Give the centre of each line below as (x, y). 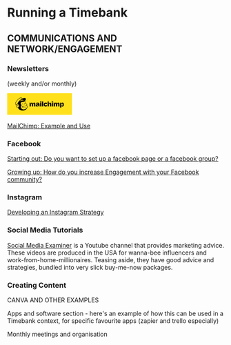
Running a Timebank (68, 13)
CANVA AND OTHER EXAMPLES (53, 300)
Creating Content (37, 285)
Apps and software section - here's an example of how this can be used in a (115, 314)
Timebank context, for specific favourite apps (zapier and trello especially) (113, 321)
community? (25, 179)
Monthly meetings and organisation (58, 334)
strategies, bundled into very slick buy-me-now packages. (90, 267)
